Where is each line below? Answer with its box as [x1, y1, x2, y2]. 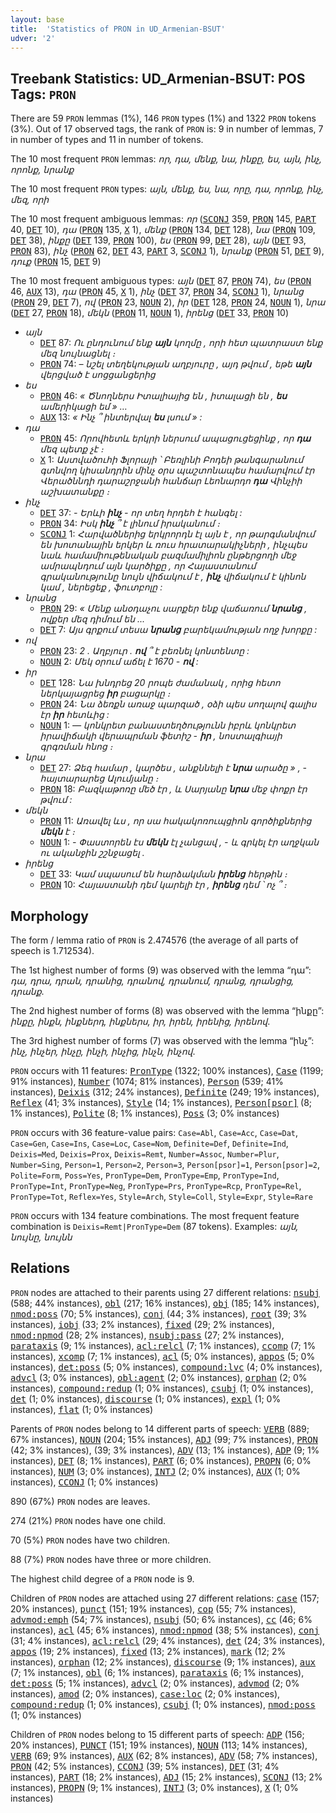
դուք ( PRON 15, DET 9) [10, 256, 102, 268]
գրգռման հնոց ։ [39, 741, 113, 753]
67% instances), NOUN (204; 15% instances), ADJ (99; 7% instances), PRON [10, 1433, 318, 1445]
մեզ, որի [10, 194, 50, 206]
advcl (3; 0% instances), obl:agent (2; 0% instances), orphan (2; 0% [10, 1371, 308, 1383]
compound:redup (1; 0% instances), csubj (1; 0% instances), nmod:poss [10, 1698, 316, 1710]
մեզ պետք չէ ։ [39, 443, 104, 455]
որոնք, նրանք [10, 164, 75, 176]
